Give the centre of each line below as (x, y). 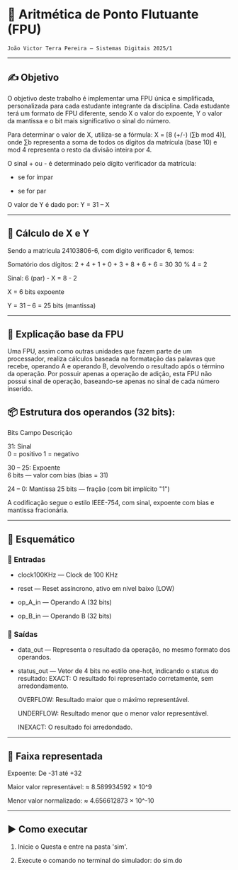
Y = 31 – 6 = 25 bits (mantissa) (52, 305)
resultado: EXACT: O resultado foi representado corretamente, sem (115, 679)
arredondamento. (43, 686)
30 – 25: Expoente (34, 468)
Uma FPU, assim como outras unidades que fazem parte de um (100, 351)
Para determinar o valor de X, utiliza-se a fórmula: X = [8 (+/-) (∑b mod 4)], (117, 135)
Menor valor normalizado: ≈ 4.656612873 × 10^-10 (81, 801)
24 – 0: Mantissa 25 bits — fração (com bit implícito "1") (89, 489)
